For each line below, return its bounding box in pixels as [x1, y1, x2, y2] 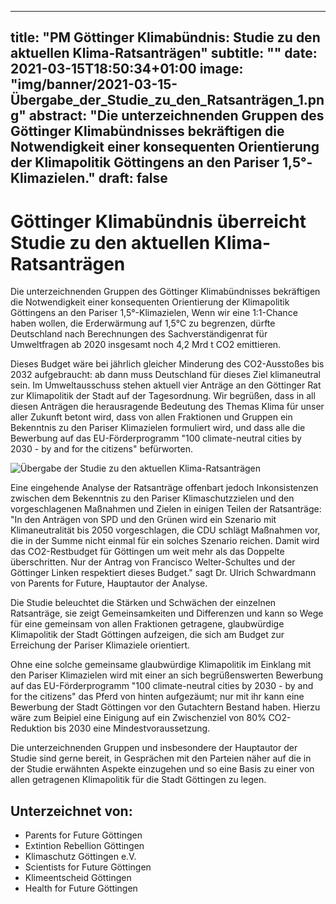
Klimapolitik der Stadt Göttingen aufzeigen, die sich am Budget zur [10, 629, 285, 641]
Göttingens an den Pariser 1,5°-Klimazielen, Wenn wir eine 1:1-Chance [10, 307, 298, 319]
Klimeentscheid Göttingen [24, 872, 132, 884]
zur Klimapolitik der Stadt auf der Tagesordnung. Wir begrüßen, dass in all [10, 390, 316, 402]
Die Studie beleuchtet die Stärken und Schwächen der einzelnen [10, 597, 277, 609]
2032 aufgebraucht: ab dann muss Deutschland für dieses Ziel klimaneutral [10, 369, 321, 381]
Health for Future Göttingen [24, 882, 138, 895]
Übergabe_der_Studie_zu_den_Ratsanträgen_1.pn [10, 92, 325, 109]
